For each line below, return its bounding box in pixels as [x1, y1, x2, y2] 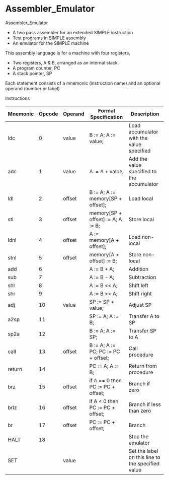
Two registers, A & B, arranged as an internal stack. [12, 59, 119, 65]
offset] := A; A [89, 216, 122, 223]
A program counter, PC [12, 65, 60, 71]
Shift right [128, 290, 152, 297]
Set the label [128, 447, 158, 454]
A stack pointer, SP [12, 70, 52, 76]
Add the [128, 155, 147, 162]
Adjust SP [128, 301, 152, 308]
